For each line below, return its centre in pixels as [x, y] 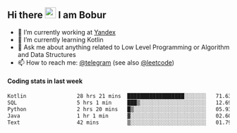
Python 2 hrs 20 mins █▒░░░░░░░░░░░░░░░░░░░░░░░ [107, 109]
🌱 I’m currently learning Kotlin [60, 39]
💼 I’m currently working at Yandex [67, 32]
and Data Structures [47, 54]
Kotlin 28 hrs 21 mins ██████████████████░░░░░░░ [107, 96]
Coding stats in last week [45, 81]
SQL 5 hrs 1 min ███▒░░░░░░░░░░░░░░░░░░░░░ [107, 103]
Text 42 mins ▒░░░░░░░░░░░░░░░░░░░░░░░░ [107, 122]
